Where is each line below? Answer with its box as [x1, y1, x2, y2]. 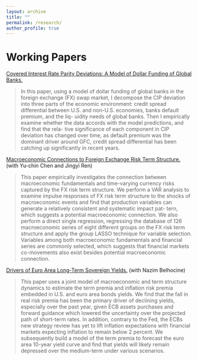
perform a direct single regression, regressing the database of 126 [20, 218, 182, 225]
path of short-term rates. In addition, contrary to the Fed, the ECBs [20, 316, 183, 323]
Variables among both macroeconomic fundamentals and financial [20, 236, 183, 244]
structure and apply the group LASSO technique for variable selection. [20, 230, 192, 237]
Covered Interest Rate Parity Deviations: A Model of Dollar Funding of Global [6, 70, 192, 77]
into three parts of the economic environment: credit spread [20, 100, 167, 108]
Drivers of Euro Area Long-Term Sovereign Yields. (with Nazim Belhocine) [6, 267, 186, 274]
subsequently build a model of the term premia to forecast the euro [20, 335, 184, 342]
